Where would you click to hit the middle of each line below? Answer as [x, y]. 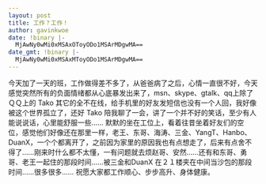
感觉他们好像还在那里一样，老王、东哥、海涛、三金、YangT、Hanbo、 [137, 132]
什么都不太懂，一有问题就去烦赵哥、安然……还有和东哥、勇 [151, 152]
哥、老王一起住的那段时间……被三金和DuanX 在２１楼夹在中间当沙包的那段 [130, 162]
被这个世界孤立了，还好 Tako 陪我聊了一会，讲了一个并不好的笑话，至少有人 [133, 112]
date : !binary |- [37, 38]
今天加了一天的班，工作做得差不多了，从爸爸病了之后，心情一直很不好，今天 [133, 83]
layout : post [30, 15]
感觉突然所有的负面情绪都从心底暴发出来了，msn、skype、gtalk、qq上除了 [131, 92]
